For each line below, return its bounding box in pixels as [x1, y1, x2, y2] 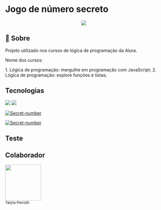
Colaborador [5, 151, 45, 160]
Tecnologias [5, 86, 44, 95]
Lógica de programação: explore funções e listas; [5, 72, 107, 78]
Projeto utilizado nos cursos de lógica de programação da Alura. [5, 47, 137, 53]
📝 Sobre [5, 34, 30, 43]
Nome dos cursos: [5, 57, 43, 63]
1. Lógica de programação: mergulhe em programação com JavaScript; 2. [5, 66, 157, 73]
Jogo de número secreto [5, 3, 109, 15]
